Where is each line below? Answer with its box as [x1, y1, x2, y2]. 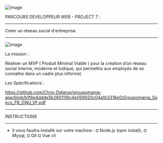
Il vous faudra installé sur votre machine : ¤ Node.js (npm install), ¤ [12, 128, 147, 133]
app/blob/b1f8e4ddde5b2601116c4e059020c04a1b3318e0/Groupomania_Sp [5, 95, 158, 100]
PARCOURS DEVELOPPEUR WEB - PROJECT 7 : [5, 14, 101, 19]
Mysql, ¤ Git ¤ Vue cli [12, 133, 56, 138]
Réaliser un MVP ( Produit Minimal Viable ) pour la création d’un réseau [5, 60, 147, 66]
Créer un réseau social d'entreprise [5, 28, 76, 33]
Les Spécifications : [5, 80, 45, 86]
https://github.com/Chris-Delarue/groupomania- [5, 89, 102, 95]
